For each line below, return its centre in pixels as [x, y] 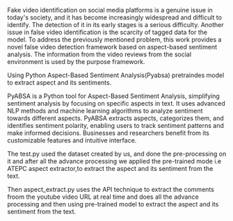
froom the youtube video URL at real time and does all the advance [103, 197]
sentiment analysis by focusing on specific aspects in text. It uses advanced [116, 103]
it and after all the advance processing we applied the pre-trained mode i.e [114, 161]
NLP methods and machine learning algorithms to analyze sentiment [105, 111]
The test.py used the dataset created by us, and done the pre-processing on [117, 154]
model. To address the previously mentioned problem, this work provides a [114, 40]
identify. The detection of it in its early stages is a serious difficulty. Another [115, 25]
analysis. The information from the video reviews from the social [99, 54]
